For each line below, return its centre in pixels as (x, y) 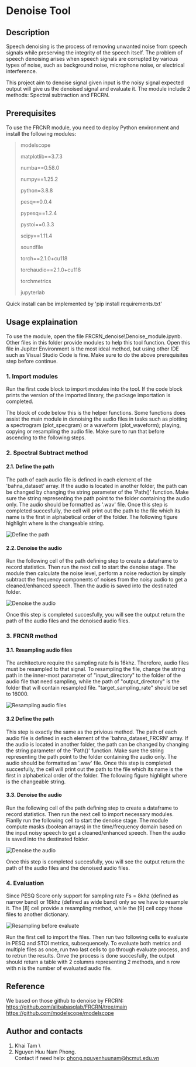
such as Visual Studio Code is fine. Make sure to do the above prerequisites (97, 354)
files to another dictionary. (38, 914)
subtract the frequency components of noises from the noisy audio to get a (97, 580)
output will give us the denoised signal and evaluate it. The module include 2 (98, 89)
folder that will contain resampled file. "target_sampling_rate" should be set (97, 688)
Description (28, 32)
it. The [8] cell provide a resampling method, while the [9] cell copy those (94, 908)
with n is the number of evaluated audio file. (59, 968)
